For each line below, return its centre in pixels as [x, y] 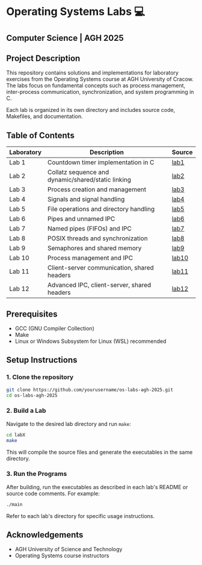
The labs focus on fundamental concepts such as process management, [96, 85]
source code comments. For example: [53, 493]
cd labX [16, 435]
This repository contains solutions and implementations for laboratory [93, 73]
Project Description [43, 58]
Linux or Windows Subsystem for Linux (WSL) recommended [90, 341]
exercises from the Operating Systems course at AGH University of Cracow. [100, 79]
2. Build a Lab [26, 411]
